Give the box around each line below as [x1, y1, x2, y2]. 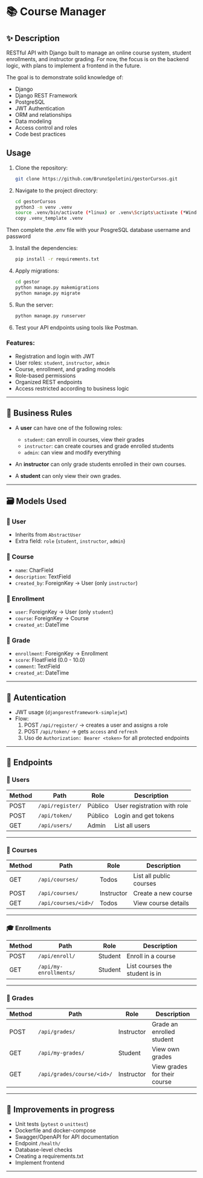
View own [152, 1045, 180, 1053]
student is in [126, 970, 161, 978]
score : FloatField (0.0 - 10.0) [14, 657, 86, 664]
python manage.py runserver [14, 313, 86, 319]
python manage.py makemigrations [14, 284, 100, 291]
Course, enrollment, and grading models [14, 365, 116, 372]
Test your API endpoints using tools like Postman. [14, 323, 138, 331]
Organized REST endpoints [14, 378, 83, 385]
